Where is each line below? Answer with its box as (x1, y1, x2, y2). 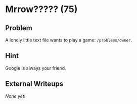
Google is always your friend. (5, 65, 67, 71)
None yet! (5, 93, 26, 99)
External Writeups (5, 80, 64, 88)
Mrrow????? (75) (5, 4, 78, 15)
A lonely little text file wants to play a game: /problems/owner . (5, 37, 132, 43)
